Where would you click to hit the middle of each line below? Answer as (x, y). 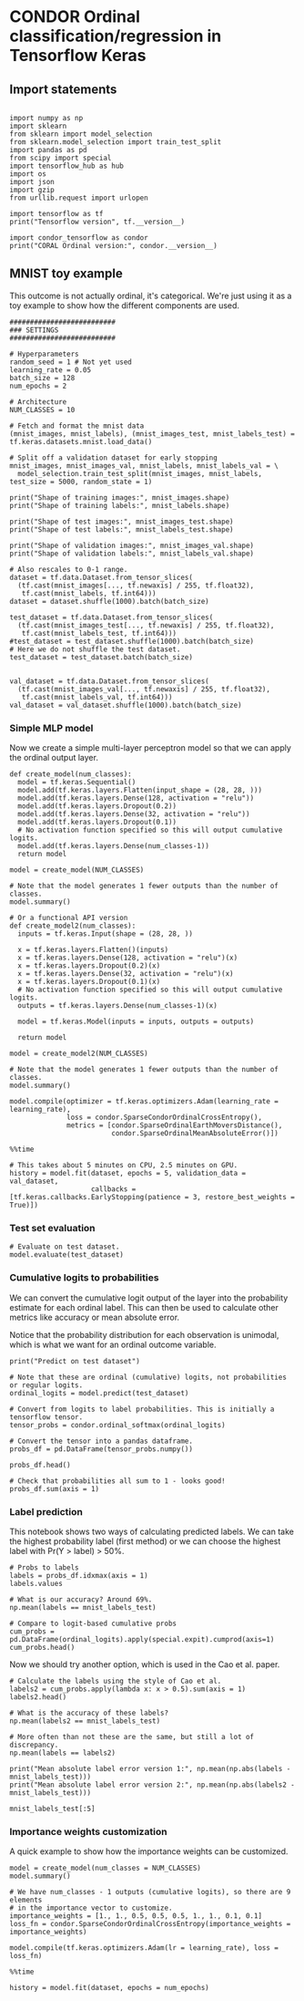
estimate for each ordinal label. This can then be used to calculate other (144, 1307)
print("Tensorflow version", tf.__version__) (97, 222)
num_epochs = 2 (38, 386)
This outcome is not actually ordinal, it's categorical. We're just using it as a (151, 295)
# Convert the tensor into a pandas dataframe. (101, 1441)
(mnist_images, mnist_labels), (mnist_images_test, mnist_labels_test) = (152, 434)
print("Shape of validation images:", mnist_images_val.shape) (132, 545)
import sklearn (38, 126)
